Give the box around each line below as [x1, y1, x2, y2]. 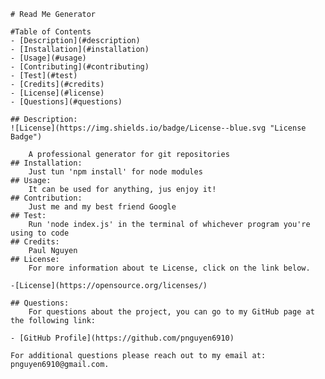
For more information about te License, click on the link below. [28, 263, 311, 273]
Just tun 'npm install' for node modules [28, 167, 203, 177]
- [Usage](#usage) [10, 53, 87, 63]
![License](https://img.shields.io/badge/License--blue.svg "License [10, 123, 307, 133]
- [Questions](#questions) [10, 97, 123, 107]
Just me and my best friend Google [28, 202, 177, 212]
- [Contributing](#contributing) [10, 62, 150, 72]
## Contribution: [10, 193, 83, 203]
